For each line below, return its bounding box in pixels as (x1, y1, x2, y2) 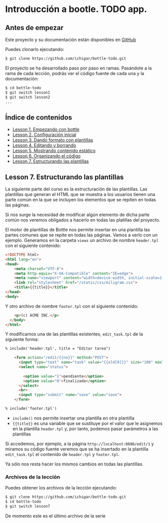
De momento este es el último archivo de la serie (5, 512, 106, 518)
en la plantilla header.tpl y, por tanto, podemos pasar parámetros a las (12, 425, 158, 431)
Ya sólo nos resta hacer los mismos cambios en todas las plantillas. (5, 461, 144, 467)
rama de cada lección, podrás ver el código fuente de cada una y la (5, 70, 144, 76)
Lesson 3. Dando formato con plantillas (12, 137, 93, 143)
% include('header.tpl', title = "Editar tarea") (5, 346, 111, 351)
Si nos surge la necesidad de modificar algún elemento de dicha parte (5, 211, 150, 217)
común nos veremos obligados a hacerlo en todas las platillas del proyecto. (5, 217, 160, 223)
